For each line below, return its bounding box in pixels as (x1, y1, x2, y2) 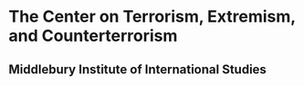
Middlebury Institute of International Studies (8, 62, 267, 77)
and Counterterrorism (8, 25, 178, 46)
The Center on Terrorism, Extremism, (8, 6, 296, 27)
